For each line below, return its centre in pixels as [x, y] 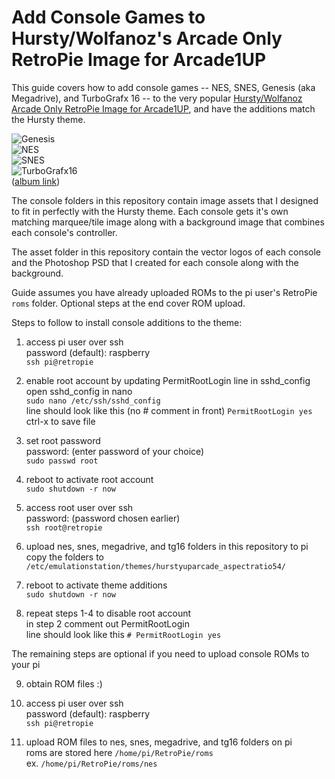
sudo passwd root [62, 461]
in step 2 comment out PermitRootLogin [107, 623]
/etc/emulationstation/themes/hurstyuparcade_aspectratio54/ [156, 566]
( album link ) [36, 181]
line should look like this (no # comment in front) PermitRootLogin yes [169, 410]
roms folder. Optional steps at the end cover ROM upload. [128, 303]
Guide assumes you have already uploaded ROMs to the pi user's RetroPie [164, 292]
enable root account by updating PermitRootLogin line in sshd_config [168, 380]
